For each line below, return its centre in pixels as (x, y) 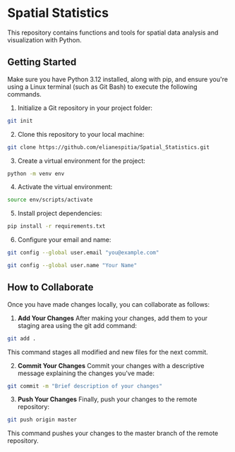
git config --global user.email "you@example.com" (83, 253)
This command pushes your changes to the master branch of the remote (113, 433)
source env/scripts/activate (50, 200)
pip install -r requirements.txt (56, 226)
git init (20, 121)
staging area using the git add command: (77, 325)
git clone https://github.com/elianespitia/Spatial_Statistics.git (109, 147)
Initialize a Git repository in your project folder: (85, 108)
